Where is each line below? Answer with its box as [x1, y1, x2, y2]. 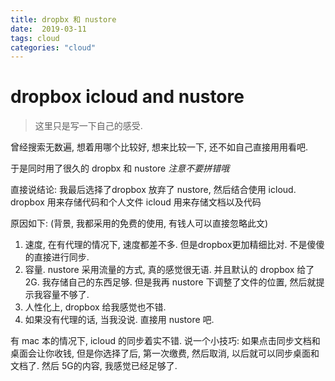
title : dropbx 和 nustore [10, 14, 117, 25]
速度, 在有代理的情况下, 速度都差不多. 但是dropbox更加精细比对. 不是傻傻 [24, 239, 325, 251]
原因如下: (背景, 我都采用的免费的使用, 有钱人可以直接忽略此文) [10, 217, 269, 230]
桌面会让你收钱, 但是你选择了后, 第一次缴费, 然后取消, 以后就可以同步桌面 [10, 347, 311, 360]
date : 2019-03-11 [10, 24, 87, 34]
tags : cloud [10, 33, 60, 43]
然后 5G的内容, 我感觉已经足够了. [41, 360, 178, 372]
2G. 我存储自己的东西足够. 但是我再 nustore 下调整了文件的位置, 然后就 [24, 276, 317, 288]
